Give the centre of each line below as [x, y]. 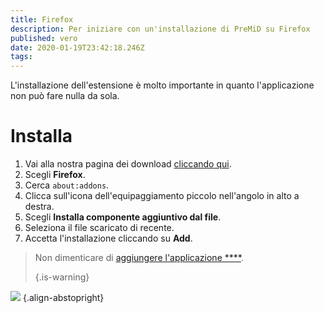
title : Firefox [42, 19]
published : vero [44, 38]
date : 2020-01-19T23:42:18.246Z [77, 47]
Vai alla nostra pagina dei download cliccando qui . [128, 164]
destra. [39, 207]
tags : [21, 57]
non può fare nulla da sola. [65, 96]
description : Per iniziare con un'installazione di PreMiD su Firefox [160, 29]
